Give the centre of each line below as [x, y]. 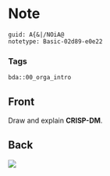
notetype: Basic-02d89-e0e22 [55, 41]
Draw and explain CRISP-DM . [55, 121]
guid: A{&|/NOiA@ [36, 35]
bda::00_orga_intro [40, 78]
